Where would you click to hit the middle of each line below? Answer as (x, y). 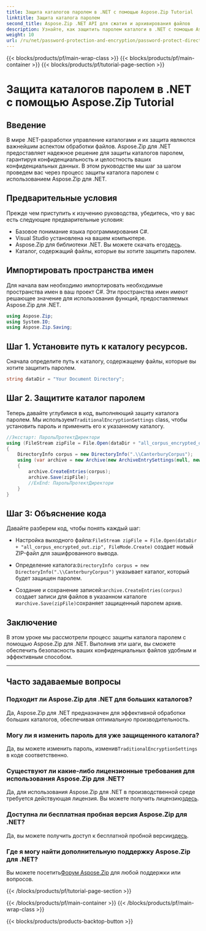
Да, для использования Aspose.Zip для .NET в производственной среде (101, 792)
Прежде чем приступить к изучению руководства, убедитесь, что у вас (101, 213)
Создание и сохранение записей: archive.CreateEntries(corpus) (99, 590)
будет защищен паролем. (49, 578)
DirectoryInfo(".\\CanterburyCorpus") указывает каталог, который (102, 572)
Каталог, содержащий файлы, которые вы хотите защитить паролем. (105, 251)
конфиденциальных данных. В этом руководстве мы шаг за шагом (94, 166)
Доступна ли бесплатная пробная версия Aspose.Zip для (97, 814)
